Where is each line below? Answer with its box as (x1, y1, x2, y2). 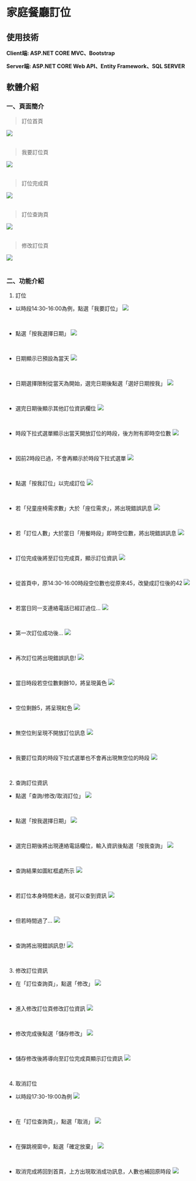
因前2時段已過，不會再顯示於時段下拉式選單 (15, 454, 127, 461)
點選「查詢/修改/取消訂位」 (15, 792, 84, 799)
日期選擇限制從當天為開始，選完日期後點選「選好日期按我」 (15, 379, 166, 387)
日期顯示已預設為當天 (15, 355, 69, 362)
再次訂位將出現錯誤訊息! (15, 654, 77, 661)
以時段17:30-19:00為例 (15, 1093, 72, 1100)
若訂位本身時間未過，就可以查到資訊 (15, 892, 107, 899)
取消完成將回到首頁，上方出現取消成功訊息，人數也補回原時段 (15, 1167, 171, 1175)
